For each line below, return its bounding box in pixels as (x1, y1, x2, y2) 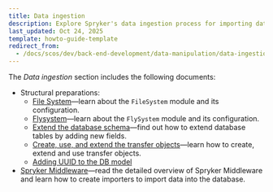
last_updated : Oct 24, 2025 (8, 27, 104, 35)
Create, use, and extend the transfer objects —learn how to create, (32, 140, 254, 149)
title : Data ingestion (8, 11, 85, 20)
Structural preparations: (19, 88, 100, 98)
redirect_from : (8, 42, 60, 50)
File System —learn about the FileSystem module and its (32, 97, 219, 106)
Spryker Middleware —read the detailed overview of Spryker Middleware (19, 166, 263, 175)
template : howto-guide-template (8, 34, 118, 43)
